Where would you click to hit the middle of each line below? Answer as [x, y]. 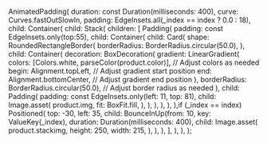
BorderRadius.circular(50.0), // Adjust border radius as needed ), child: [124, 88]
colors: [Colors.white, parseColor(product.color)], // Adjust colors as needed [134, 62]
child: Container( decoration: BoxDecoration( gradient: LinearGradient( [124, 54]
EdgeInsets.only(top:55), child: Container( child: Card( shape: [109, 37]
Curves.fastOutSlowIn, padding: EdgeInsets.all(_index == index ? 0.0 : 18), [130, 20]
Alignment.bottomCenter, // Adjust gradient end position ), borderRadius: [128, 79]
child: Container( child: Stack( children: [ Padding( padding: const [116, 28]
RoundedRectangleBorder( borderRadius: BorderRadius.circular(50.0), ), [127, 46]
